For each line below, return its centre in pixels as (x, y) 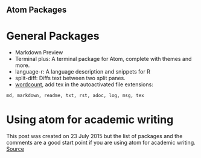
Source (15, 149)
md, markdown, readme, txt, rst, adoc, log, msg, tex (75, 96)
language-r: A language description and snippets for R (83, 72)
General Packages (53, 36)
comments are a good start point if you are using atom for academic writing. (101, 143)
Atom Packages (37, 10)
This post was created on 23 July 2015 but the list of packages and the (94, 136)
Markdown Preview (39, 52)
